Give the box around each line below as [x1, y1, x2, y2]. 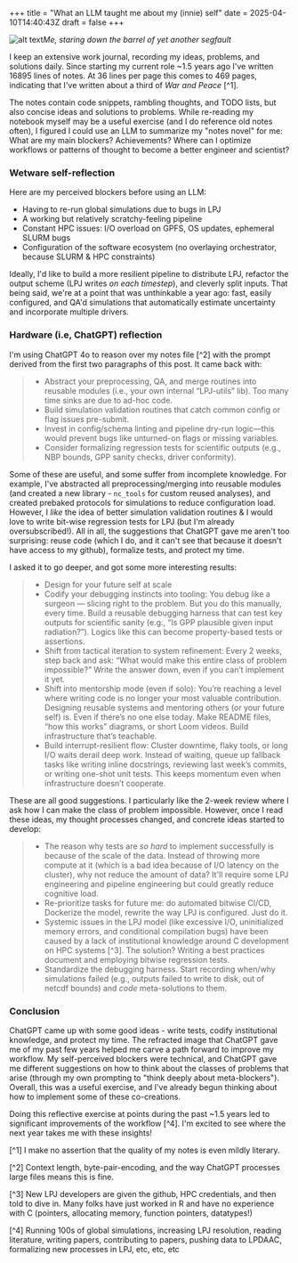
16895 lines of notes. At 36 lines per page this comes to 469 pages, [9, 70, 258, 81]
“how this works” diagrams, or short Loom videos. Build [44, 721, 249, 731]
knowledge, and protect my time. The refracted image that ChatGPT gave [9, 1034, 278, 1045]
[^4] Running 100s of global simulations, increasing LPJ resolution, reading [9, 1225, 282, 1235]
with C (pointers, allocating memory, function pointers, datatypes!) [9, 1207, 254, 1218]
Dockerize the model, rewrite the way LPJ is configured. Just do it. [44, 907, 288, 917]
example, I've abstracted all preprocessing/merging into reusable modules [9, 478, 282, 489]
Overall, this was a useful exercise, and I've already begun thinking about [9, 1081, 278, 1092]
